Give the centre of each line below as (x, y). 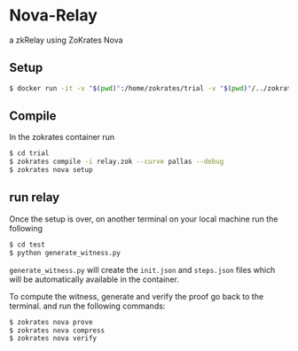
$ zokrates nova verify (53, 339)
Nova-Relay (53, 16)
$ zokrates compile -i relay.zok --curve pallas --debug (117, 162)
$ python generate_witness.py (65, 253)
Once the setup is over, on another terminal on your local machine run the (144, 219)
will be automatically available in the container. (94, 279)
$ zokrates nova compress (57, 330)
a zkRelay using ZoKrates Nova (66, 40)
